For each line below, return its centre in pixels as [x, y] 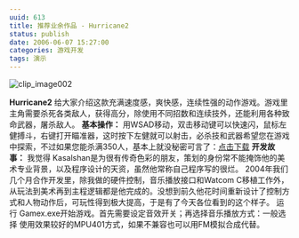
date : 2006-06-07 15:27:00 [59, 42]
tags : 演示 [28, 59]
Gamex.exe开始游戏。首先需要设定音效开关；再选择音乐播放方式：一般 [149, 213]
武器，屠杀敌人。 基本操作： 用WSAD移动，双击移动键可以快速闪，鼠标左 [152, 124]
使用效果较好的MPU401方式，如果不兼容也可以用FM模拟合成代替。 [142, 224]
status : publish [39, 34]
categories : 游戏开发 [47, 51]
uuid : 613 [28, 17]
